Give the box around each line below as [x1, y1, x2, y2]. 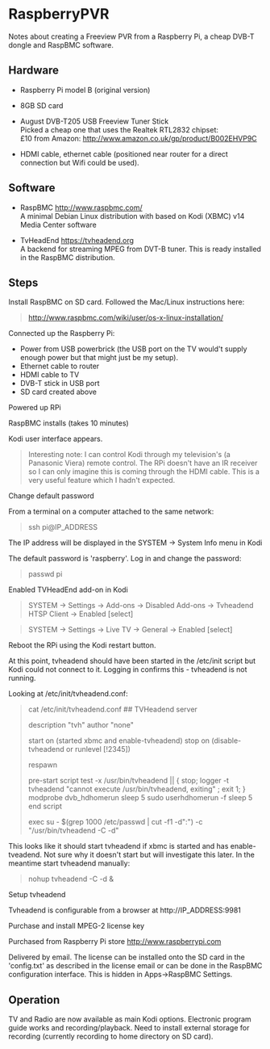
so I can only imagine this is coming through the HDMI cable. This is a [27, 467, 260, 476]
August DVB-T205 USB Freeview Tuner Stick [19, 116, 169, 126]
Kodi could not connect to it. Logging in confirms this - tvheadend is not [8, 665, 247, 674]
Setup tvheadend [8, 890, 66, 900]
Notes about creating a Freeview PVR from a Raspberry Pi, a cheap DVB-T [8, 31, 255, 41]
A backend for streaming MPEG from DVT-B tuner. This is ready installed [19, 244, 262, 254]
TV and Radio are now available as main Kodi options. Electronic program [8, 1014, 251, 1024]
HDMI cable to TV [19, 370, 80, 380]
